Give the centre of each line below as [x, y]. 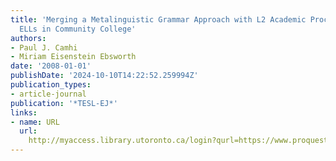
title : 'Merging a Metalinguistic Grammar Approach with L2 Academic [158, 19]
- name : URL [35, 122]
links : [24, 112]
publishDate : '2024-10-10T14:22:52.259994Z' [104, 76]
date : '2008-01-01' [51, 66]
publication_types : [51, 85]
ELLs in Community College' [78, 29]
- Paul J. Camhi [44, 47]
